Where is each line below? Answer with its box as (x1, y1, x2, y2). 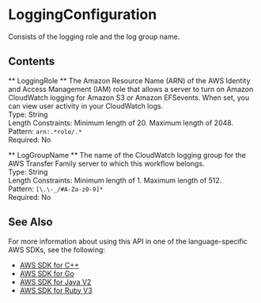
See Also (8, 216, 53, 229)
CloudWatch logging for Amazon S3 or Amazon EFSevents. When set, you (8, 93, 250, 102)
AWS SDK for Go (19, 268, 75, 278)
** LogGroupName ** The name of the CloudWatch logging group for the (8, 150, 247, 159)
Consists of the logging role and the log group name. (8, 32, 180, 41)
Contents (8, 55, 55, 68)
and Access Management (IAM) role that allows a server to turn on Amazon (8, 84, 254, 94)
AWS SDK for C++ (19, 260, 79, 270)
